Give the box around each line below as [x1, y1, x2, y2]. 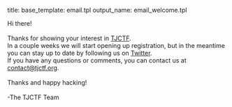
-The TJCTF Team [7, 93, 59, 101]
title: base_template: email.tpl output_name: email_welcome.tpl [7, 6, 187, 14]
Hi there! [7, 19, 32, 27]
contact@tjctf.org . [7, 64, 59, 72]
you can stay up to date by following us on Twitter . [7, 49, 152, 57]
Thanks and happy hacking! [7, 79, 87, 86]
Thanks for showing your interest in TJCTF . [7, 34, 131, 42]
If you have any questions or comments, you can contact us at [7, 56, 187, 65]
